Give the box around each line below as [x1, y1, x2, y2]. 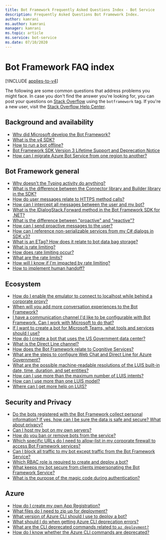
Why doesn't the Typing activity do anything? [12, 180, 106, 186]
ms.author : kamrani [5, 21, 46, 26]
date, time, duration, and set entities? [12, 367, 89, 373]
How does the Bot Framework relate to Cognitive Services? [12, 346, 134, 352]
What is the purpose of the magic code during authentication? [12, 474, 140, 480]
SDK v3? [12, 233, 30, 239]
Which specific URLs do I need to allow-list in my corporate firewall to [12, 437, 156, 443]
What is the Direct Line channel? [12, 341, 79, 347]
